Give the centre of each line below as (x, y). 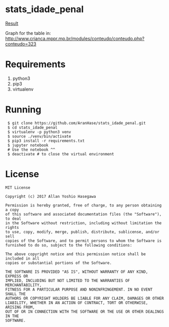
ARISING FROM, (20, 307)
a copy (12, 210)
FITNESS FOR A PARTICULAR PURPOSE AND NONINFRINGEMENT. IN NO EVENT (79, 290)
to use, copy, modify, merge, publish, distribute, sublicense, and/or (82, 232)
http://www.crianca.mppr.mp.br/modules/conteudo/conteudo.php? (75, 38)
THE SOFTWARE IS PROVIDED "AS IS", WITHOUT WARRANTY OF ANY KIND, (77, 272)
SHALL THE (16, 294)
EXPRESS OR (17, 276)
